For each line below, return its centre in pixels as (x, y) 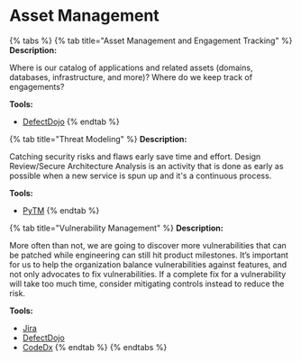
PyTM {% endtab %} (61, 210)
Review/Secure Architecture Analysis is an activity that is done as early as (146, 166)
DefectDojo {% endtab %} (71, 122)
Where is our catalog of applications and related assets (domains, (131, 68)
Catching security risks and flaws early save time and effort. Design (135, 156)
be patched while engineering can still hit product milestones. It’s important (149, 255)
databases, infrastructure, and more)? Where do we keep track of (131, 77)
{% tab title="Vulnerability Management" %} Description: (116, 228)
